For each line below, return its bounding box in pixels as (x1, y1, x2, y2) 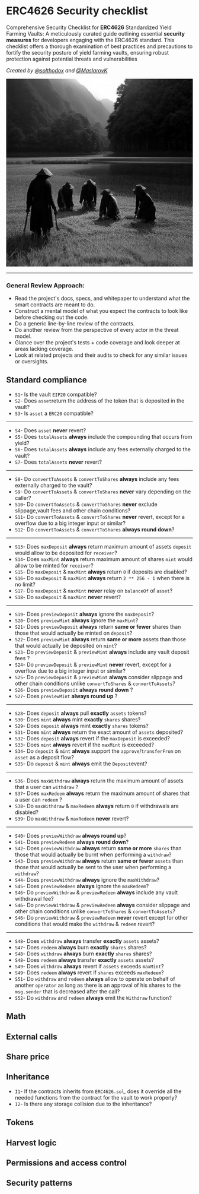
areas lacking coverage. (14, 346, 74, 352)
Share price (6, 1052, 50, 1062)
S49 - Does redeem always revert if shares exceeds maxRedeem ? (14, 969, 164, 976)
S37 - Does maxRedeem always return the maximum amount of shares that (14, 790, 190, 797)
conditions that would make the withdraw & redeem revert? (14, 920, 155, 927)
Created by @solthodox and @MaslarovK (6, 66, 108, 74)
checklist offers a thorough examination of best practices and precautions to (6, 43, 193, 50)
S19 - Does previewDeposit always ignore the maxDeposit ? (14, 610, 155, 617)
